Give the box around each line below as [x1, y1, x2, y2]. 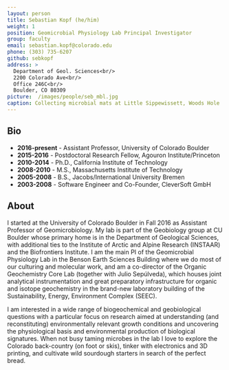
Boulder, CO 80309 [13, 87, 67, 94]
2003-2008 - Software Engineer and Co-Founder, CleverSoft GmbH [17, 180, 211, 188]
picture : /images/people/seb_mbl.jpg [7, 94, 118, 101]
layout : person [7, 10, 51, 17]
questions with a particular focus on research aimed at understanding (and [7, 312, 219, 320]
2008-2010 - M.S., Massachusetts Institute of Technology [17, 165, 183, 174]
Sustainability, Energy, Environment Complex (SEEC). [7, 291, 157, 300]
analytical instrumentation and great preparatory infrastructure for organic [7, 277, 217, 285]
